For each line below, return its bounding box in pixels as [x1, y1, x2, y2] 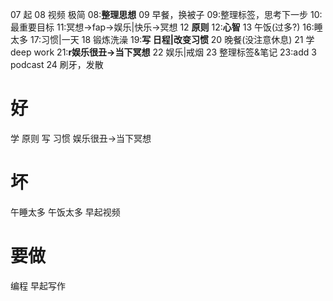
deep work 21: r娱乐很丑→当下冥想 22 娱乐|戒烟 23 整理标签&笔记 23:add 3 [10, 46, 317, 58]
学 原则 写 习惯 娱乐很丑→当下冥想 [10, 132, 152, 144]
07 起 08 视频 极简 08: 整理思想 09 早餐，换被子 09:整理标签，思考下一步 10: [10, 9, 323, 20]
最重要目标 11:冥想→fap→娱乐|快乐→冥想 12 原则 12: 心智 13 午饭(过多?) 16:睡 [10, 21, 323, 33]
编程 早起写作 [10, 279, 66, 292]
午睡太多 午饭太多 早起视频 [10, 206, 121, 218]
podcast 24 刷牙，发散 [10, 59, 104, 70]
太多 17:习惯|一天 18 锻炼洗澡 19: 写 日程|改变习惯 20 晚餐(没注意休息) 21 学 [10, 34, 315, 45]
